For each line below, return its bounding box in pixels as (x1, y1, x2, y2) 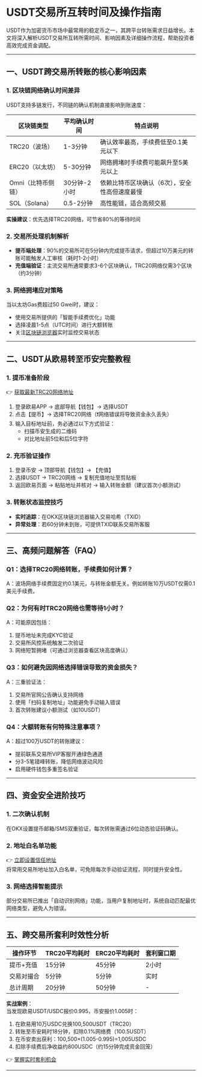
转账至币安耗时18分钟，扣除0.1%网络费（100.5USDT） (14, 1028, 150, 1035)
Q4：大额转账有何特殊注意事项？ (6, 722, 102, 731)
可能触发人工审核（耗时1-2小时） (20, 254, 102, 261)
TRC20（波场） (9, 142, 54, 151)
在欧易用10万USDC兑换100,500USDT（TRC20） (14, 1020, 135, 1028)
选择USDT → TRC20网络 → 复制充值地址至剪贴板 (14, 474, 137, 481)
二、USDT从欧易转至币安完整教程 (6, 354, 131, 364)
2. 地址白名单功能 (6, 841, 57, 850)
